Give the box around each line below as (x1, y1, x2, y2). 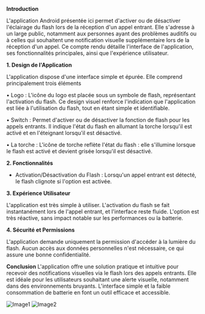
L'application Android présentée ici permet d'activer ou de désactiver (6, 17, 181, 24)
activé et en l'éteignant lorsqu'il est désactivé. (6, 130, 122, 136)
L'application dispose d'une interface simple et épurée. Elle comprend (6, 73, 182, 80)
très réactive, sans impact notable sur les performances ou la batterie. (6, 214, 184, 222)
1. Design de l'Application (6, 61, 72, 68)
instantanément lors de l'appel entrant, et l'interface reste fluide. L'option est (6, 208, 199, 215)
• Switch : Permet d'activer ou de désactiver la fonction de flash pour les (6, 116, 190, 123)
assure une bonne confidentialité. (6, 251, 91, 258)
